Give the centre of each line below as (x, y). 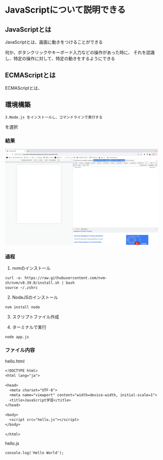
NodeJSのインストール (35, 297)
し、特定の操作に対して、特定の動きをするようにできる (60, 58)
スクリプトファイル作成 (35, 317)
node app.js (17, 337)
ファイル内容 (20, 350)
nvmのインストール (31, 268)
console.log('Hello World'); (34, 453)
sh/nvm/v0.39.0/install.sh (32, 283)
